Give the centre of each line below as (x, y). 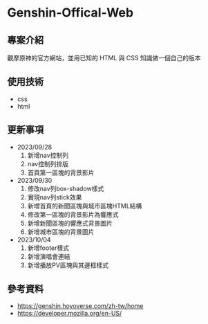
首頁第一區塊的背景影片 (61, 172)
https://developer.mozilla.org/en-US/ (69, 314)
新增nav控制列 (48, 155)
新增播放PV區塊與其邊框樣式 (68, 265)
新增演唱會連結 (49, 256)
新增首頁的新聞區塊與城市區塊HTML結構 (85, 206)
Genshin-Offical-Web (70, 13)
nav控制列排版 (48, 163)
